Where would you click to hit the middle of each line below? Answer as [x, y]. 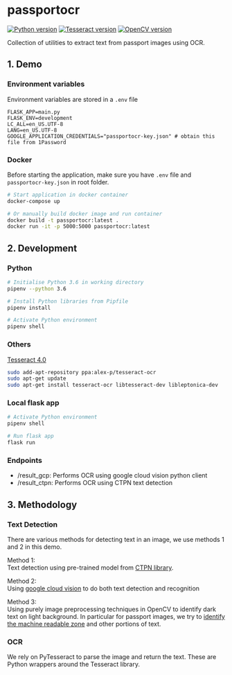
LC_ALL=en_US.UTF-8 [35, 124]
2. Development [42, 248]
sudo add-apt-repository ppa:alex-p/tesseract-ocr [82, 372]
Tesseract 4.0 [27, 360]
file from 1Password [37, 142]
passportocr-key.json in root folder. [58, 182]
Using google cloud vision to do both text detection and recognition [103, 588]
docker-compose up [34, 201]
